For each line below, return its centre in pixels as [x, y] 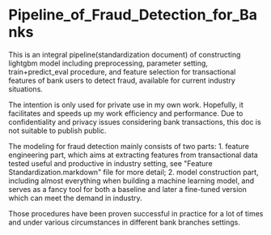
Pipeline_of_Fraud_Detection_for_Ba [133, 15]
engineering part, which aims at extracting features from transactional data [133, 155]
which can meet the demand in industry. [76, 198]
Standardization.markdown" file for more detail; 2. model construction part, [133, 172]
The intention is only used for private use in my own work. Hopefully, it [126, 105]
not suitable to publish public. [57, 130]
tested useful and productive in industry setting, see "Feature [110, 163]
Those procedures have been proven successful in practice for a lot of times [136, 213]
